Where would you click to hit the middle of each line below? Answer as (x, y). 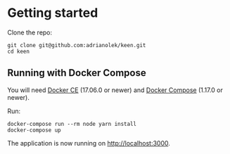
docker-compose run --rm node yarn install (72, 124)
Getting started (53, 13)
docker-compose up (34, 130)
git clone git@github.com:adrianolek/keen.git (77, 45)
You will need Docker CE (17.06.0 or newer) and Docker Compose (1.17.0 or (115, 90)
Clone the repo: (30, 32)
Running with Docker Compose (77, 73)
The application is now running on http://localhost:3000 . (89, 143)
